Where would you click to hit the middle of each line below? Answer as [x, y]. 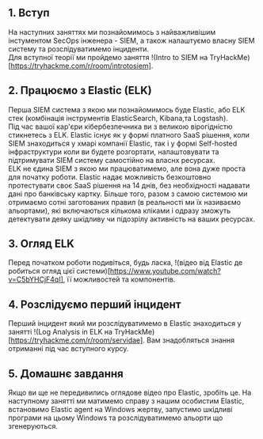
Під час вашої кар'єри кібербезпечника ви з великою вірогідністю [120, 127]
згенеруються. [33, 426]
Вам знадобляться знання [191, 340]
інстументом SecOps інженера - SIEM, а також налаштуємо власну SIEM [131, 40]
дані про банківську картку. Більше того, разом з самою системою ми [128, 194]
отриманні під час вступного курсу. [69, 349]
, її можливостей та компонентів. [119, 279]
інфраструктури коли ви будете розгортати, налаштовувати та [114, 151]
